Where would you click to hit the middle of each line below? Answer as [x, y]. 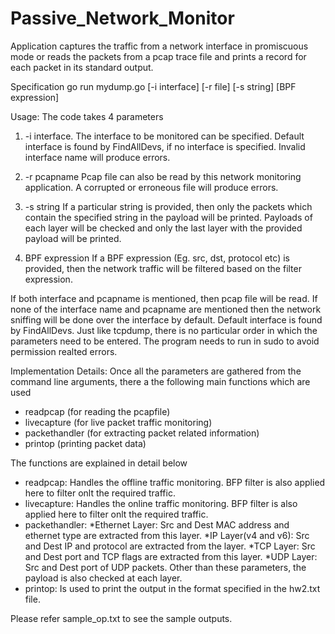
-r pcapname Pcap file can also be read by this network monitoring [163, 176]
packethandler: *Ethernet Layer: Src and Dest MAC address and [157, 524]
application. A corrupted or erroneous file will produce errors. [151, 187]
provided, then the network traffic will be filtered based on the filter [163, 268]
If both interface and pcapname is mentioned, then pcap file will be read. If [164, 298]
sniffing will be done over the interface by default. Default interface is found [166, 319]
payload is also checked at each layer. [103, 578]
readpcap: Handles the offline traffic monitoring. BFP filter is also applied [175, 482]
